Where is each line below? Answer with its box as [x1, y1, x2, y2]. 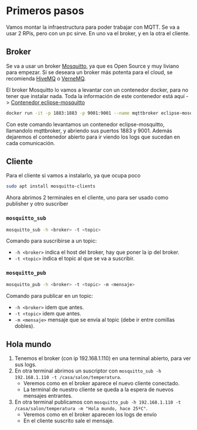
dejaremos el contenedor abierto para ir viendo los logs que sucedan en [6, 133, 181, 140]
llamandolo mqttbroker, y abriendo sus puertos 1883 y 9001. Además [6, 127, 172, 134]
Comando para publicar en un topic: [6, 292, 93, 299]
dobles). [14, 322, 35, 330]
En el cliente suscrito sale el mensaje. [23, 417, 114, 424]
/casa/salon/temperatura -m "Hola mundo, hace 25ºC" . [14, 405, 148, 412]
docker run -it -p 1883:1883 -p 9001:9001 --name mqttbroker [6, 110, 159, 116]
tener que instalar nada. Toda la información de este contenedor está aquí [6, 92, 185, 99]
